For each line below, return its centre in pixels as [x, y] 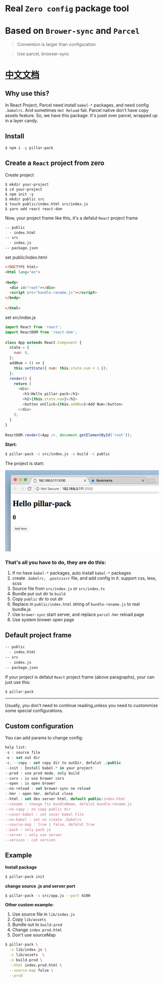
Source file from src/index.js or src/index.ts [58, 588]
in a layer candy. [21, 121]
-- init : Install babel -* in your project [49, 768]
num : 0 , [21, 353]
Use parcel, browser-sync [43, 54]
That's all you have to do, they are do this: [56, 563]
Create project [20, 175]
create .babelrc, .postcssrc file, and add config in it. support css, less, [84, 578]
